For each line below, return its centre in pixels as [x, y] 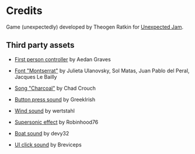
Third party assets [40, 45]
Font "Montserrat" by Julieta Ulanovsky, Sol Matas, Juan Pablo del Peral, [102, 71]
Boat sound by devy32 [42, 133]
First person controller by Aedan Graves [62, 59]
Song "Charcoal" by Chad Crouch [55, 88]
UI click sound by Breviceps [48, 145]
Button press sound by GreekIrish [55, 99]
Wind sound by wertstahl [44, 111]
